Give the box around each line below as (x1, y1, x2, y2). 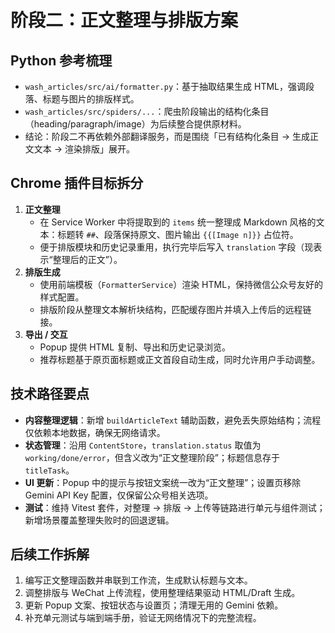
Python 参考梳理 (10, 52, 113, 69)
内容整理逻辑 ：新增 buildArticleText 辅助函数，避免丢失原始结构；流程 (24, 414, 322, 426)
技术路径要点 (10, 386, 90, 403)
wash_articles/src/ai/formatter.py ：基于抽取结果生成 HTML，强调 (24, 81, 306, 92)
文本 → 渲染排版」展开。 (33, 143, 136, 155)
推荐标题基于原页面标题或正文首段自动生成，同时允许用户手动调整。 (39, 353, 321, 365)
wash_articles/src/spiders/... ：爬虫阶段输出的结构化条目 (24, 106, 270, 117)
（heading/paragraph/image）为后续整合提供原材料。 (24, 118, 247, 130)
